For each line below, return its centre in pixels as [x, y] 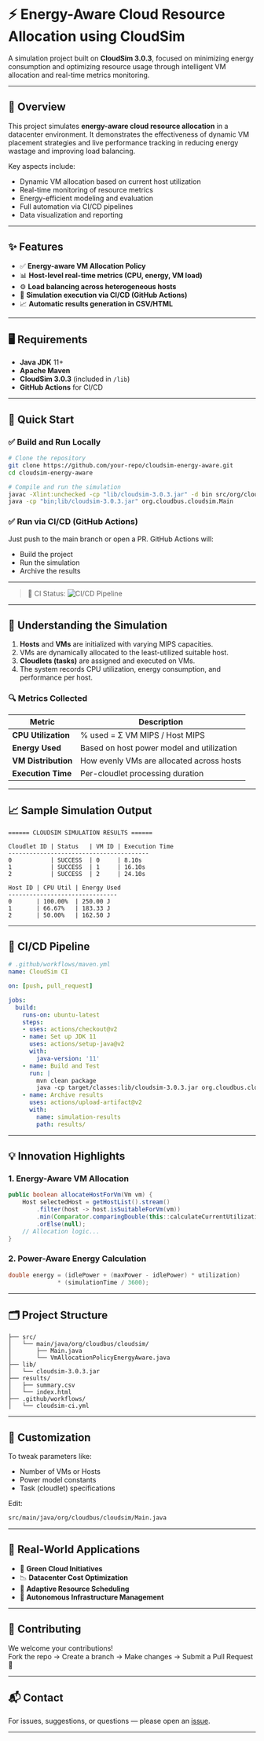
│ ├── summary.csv [42, 1385]
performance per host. [56, 678]
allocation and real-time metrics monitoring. [79, 75]
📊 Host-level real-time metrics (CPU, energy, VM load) [111, 275]
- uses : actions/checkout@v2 [70, 1029]
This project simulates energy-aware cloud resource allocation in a [118, 126]
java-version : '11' [68, 1058]
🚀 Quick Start [41, 419]
